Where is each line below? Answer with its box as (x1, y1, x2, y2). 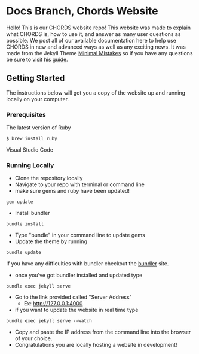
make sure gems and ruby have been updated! (14, 187, 130, 195)
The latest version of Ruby (6, 124, 71, 131)
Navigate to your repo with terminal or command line (14, 181, 145, 188)
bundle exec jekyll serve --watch (6, 318, 93, 324)
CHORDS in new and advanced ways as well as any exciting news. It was (6, 43, 186, 50)
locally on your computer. (6, 95, 69, 102)
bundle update (6, 250, 42, 256)
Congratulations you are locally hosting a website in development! (14, 341, 177, 349)
